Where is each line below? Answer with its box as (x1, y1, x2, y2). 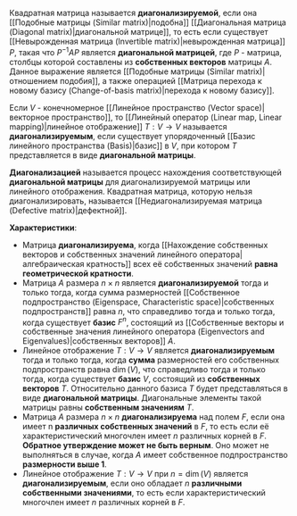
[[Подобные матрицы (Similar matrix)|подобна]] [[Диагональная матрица (9, 17, 287, 28)
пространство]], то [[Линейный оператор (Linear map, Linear (51, 112, 283, 122)
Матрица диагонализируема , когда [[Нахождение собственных (21, 239, 268, 250)
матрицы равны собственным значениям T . (21, 402, 194, 413)
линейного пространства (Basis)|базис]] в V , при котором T (9, 140, 238, 151)
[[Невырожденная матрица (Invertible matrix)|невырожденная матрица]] (9, 36, 285, 46)
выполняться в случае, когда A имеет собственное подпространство (21, 450, 288, 461)
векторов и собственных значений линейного (21, 249, 198, 260)
